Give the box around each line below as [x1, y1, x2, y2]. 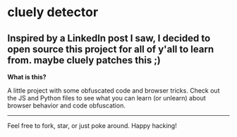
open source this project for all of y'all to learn [7, 43, 214, 55]
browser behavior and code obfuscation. [7, 101, 126, 110]
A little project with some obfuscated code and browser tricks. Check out [7, 86, 220, 95]
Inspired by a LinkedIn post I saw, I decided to [7, 32, 211, 44]
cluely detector [7, 4, 99, 20]
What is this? [7, 73, 47, 81]
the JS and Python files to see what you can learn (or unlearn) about [7, 94, 206, 102]
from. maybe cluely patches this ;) [7, 54, 161, 66]
